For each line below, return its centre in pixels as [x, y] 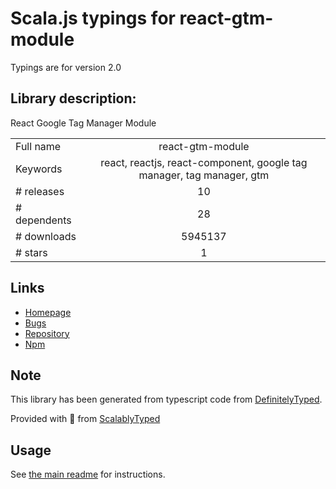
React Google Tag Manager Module [83, 123]
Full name [38, 146]
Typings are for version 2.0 [66, 67]
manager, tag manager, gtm [204, 175]
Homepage [48, 312]
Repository [47, 333]
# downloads [46, 236]
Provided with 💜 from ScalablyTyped [85, 419]
